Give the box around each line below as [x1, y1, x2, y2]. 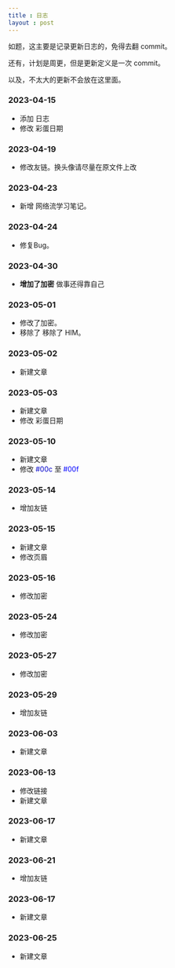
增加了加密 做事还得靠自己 [19, 279, 104, 288]
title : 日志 [8, 11, 49, 20]
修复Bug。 [19, 240, 53, 250]
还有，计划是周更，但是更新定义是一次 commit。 [8, 58, 165, 68]
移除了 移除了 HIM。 [19, 328, 86, 338]
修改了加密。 [19, 318, 61, 328]
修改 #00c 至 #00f [19, 464, 79, 474]
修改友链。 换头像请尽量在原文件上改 [19, 163, 137, 172]
